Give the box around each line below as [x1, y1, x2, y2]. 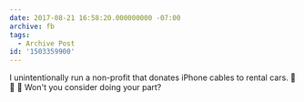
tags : [9, 30, 30, 39]
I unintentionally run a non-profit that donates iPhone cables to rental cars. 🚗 [9, 72, 296, 83]
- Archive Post [17, 38, 76, 48]
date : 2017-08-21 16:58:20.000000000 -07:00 [9, 13, 181, 23]
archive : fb [9, 22, 55, 31]
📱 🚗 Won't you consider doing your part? [9, 82, 162, 93]
